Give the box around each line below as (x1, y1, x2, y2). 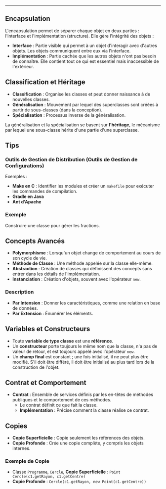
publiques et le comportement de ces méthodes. (12, 397, 112, 403)
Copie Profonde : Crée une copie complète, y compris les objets (12, 440, 144, 446)
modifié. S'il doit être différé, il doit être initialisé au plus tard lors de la (12, 359, 155, 365)
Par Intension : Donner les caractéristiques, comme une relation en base (12, 300, 161, 306)
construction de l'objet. (12, 364, 60, 370)
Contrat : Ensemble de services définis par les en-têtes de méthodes (12, 391, 154, 397)
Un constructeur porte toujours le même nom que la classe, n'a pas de (12, 343, 158, 349)
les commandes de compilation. (12, 189, 78, 195)
